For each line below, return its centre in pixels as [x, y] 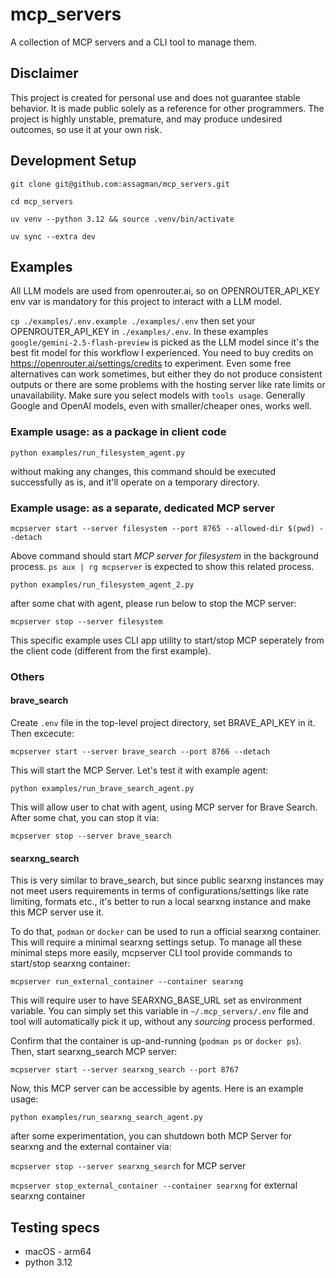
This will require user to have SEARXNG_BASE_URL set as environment [156, 1000]
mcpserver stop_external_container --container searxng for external [154, 1185]
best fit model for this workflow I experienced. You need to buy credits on [162, 353]
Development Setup [73, 161]
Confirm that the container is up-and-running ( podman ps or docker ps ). [156, 1041]
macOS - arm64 [58, 1252]
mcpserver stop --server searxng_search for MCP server [128, 1166]
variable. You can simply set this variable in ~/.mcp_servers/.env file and [159, 1011]
